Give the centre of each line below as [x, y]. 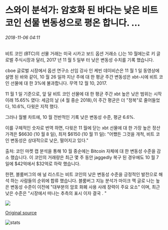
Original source [21, 213]
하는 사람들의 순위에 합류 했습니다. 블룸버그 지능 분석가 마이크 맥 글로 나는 [82, 181]
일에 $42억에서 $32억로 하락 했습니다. [43, 164]
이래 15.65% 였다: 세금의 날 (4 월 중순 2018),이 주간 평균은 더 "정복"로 [74, 100]
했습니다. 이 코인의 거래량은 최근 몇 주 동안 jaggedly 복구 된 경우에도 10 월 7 [85, 158]
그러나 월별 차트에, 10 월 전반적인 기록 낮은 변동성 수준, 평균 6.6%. [70, 117]
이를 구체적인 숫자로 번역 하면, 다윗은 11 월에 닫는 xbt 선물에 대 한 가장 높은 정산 [83, 128]
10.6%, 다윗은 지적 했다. [35, 107]
